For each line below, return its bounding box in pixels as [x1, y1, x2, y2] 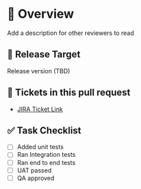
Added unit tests [16, 143, 64, 151]
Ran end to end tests [16, 158, 76, 166]
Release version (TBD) [7, 66, 70, 75]
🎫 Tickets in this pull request [7, 87, 131, 99]
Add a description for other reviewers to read [7, 29, 135, 37]
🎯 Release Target [7, 49, 81, 60]
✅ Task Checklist [7, 125, 81, 136]
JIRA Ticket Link [16, 105, 63, 113]
